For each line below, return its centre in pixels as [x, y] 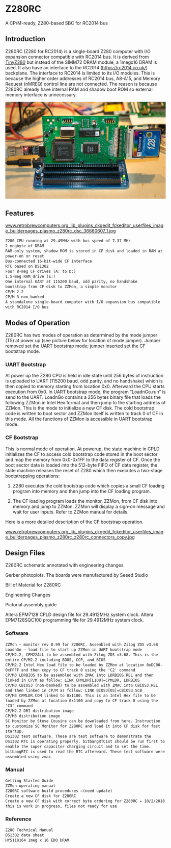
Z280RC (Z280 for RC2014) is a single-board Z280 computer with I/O [78, 51]
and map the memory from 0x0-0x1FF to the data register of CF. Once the [83, 459]
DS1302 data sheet [25, 835]
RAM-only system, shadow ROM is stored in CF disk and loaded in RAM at [84, 251]
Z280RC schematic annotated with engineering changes [64, 565]
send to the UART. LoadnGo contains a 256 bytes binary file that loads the [83, 397]
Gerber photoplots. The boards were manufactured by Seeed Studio [77, 575]
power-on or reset [25, 256]
